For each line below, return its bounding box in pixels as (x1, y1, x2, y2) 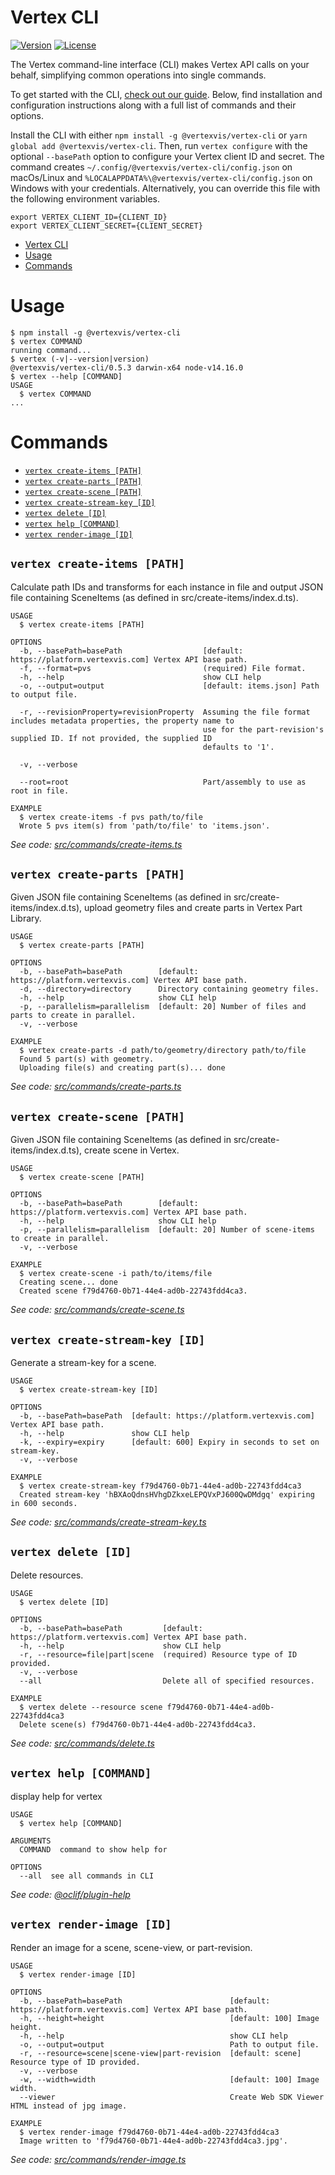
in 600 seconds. (10, 1499, 78, 1509)
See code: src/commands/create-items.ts (10, 838, 183, 850)
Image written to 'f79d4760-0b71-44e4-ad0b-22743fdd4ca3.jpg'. (19, 2136, 288, 2146)
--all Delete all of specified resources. (19, 1676, 315, 1686)
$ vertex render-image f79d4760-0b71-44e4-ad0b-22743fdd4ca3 (19, 2127, 280, 2137)
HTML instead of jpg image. (10, 2101, 128, 2111)
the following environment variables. (10, 192, 160, 205)
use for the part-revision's (202, 724, 325, 735)
